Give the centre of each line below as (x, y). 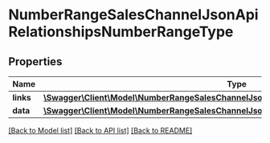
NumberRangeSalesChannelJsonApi (133, 15)
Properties (35, 61)
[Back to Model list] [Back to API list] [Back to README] (100, 131)
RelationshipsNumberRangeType (121, 32)
